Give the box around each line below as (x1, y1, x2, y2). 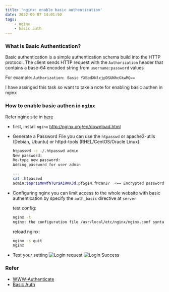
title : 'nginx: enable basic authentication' (5, 7, 102, 13)
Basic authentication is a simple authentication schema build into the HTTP (5, 54, 161, 60)
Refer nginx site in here (5, 114, 53, 120)
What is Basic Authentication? (5, 43, 81, 50)
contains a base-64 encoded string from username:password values (5, 65, 144, 71)
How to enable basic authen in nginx (5, 102, 95, 109)
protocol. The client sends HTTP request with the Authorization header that (5, 59, 163, 65)
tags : (5, 17, 17, 22)
